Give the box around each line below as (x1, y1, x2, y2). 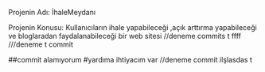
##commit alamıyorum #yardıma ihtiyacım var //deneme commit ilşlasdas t (8, 55, 253, 64)
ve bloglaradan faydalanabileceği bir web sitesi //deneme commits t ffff (8, 32, 241, 40)
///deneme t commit (8, 40, 74, 49)
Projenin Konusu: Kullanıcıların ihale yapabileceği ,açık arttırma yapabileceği (8, 23, 257, 32)
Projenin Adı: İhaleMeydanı (8, 8, 96, 17)
